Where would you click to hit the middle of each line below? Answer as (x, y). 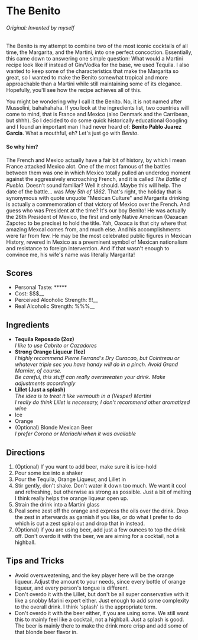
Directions (26, 452)
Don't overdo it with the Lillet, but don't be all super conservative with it (102, 594)
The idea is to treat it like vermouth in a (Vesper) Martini (83, 396)
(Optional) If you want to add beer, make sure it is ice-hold (85, 467)
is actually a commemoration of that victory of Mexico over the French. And (98, 204)
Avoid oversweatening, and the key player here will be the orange (94, 575)
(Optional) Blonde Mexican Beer (53, 428)
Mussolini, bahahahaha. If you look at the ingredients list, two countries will (98, 108)
